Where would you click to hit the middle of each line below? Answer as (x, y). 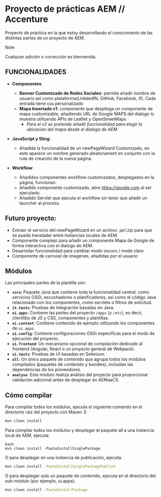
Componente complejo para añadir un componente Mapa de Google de (83, 240)
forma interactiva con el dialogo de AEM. (52, 245)
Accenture (27, 19)
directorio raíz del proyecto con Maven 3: (46, 412)
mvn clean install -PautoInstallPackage (46, 490)
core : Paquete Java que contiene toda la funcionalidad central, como (80, 292)
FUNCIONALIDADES (36, 72)
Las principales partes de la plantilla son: (46, 283)
